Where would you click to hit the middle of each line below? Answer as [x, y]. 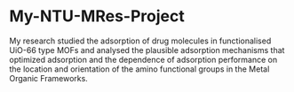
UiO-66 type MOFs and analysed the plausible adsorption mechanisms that [147, 50]
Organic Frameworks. [49, 78]
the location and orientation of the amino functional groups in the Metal [139, 69]
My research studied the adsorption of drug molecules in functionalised [140, 41]
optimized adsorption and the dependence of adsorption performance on [143, 59]
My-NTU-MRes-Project [97, 16]
